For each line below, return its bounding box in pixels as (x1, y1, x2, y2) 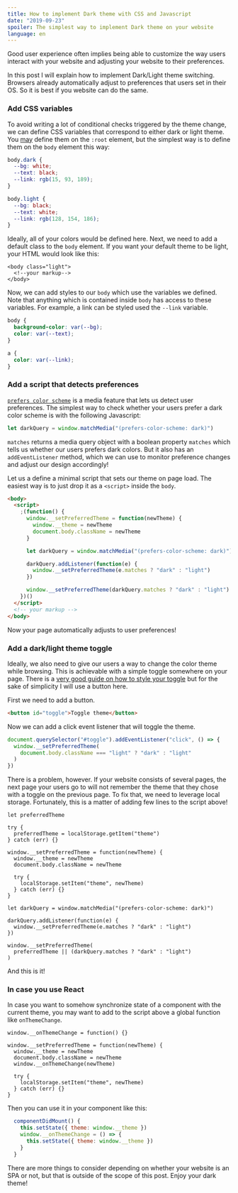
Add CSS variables (7, 104, 73, 114)
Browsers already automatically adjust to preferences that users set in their (7, 79, 227, 87)
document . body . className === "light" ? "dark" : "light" (20, 749, 192, 757)
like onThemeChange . (7, 1016, 62, 1024)
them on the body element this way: (7, 143, 110, 151)
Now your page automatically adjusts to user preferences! (7, 625, 177, 634)
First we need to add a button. (7, 696, 96, 704)
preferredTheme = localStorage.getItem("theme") (13, 830, 160, 837)
